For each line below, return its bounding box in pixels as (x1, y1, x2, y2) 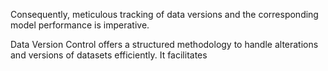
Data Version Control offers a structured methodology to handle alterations (10, 39, 319, 50)
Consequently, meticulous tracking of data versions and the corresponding (10, 9, 319, 20)
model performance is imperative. (10, 19, 150, 31)
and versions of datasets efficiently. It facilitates (10, 49, 208, 61)
